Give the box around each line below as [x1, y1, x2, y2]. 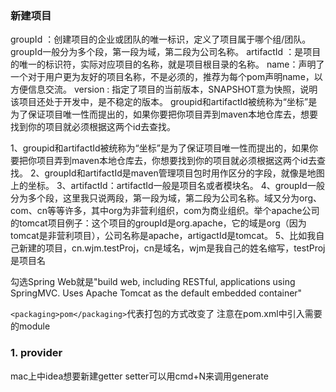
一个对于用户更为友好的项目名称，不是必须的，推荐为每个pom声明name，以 [10, 71, 323, 83]
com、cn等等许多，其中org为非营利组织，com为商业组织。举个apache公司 [10, 205, 320, 217]
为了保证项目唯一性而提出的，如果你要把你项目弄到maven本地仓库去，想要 [10, 108, 318, 121]
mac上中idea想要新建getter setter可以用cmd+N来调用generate [10, 370, 269, 382]
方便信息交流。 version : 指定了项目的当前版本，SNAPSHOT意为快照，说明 [10, 83, 318, 96]
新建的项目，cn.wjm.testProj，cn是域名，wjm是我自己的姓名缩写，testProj [18, 242, 326, 254]
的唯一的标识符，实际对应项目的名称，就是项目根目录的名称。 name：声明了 [10, 58, 325, 71]
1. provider [10, 346, 63, 360]
